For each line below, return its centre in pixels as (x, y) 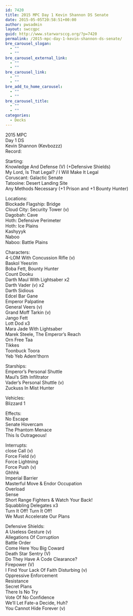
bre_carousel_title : (27, 101)
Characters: (18, 252)
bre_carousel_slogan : (28, 44)
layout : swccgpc (23, 29)
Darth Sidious (20, 290)
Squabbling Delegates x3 (32, 505)
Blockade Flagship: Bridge (33, 204)
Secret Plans (19, 586)
